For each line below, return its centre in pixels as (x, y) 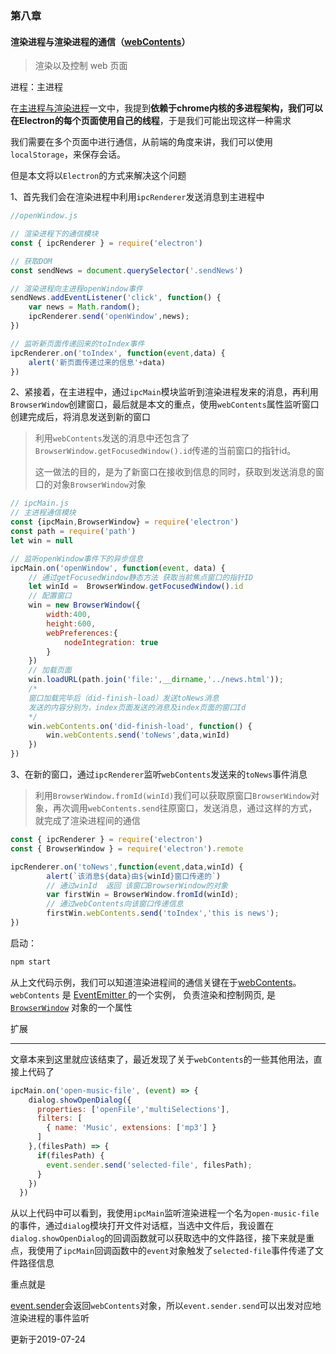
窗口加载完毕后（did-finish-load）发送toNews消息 (124, 698)
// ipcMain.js (40, 503)
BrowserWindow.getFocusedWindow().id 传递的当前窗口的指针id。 (165, 451)
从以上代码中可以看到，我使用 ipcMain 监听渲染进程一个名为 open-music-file (165, 1213)
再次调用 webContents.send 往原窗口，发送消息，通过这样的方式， (185, 808)
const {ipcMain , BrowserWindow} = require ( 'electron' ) (125, 522)
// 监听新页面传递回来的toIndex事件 (77, 343)
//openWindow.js (44, 216)
